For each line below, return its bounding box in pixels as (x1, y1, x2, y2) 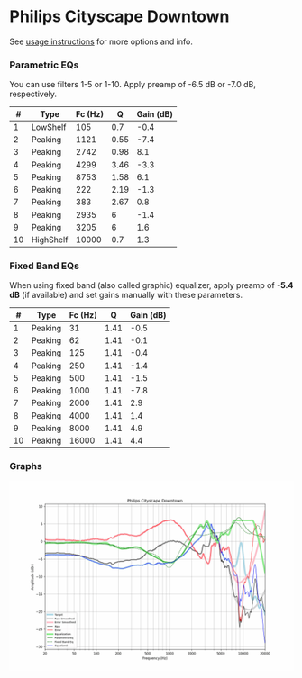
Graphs (9, 460, 42, 473)
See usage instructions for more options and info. (9, 36, 194, 47)
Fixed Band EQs (9, 259, 79, 272)
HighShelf (31, 234, 69, 245)
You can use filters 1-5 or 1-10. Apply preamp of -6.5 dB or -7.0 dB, (9, 79, 257, 90)
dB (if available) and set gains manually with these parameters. (9, 290, 243, 301)
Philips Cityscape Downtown (9, 6, 230, 27)
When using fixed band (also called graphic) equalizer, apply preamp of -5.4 (9, 280, 294, 291)
